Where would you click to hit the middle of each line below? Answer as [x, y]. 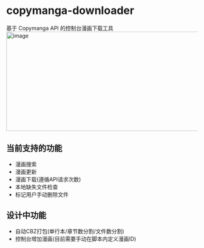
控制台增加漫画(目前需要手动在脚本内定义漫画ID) [76, 239]
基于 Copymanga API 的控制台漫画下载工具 [60, 28]
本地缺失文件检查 [36, 187]
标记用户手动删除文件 [42, 194]
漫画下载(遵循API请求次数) [48, 179]
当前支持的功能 [34, 148]
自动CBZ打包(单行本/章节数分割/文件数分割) [70, 231]
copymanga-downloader [70, 11]
